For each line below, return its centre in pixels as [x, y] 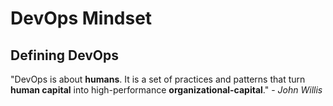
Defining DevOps [65, 55]
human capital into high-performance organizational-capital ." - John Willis [166, 90]
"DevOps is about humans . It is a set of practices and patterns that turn [158, 79]
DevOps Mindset [81, 18]
